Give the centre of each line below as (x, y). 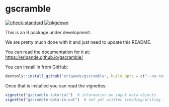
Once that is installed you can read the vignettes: (56, 85)
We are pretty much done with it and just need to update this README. (78, 42)
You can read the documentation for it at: (48, 52)
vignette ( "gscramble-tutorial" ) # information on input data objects (81, 95)
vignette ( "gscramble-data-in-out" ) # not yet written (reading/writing (83, 99)
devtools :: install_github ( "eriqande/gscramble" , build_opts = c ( (75, 76)
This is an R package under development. (48, 32)
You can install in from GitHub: (37, 67)
